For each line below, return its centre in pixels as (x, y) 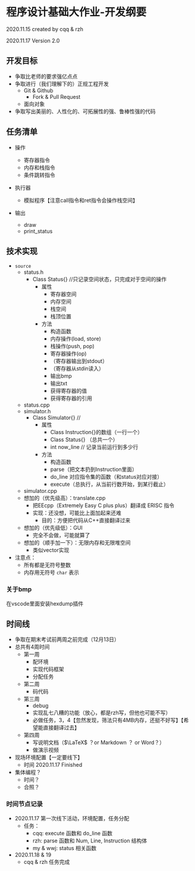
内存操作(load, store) (76, 339)
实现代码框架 (48, 669)
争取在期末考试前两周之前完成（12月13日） (67, 639)
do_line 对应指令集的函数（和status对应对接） (106, 477)
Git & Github (38, 90)
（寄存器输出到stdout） (79, 361)
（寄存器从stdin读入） (77, 369)
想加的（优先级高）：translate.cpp (65, 498)
